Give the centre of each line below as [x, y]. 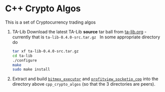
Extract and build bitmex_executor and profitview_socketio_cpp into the [85, 79]
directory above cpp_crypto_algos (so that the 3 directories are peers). [84, 84]
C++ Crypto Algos [43, 9]
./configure [24, 60]
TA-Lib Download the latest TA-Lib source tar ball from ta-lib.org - [79, 31]
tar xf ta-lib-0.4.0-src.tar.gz [45, 51]
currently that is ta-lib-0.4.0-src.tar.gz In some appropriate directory [86, 37]
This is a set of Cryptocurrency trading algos [50, 22]
